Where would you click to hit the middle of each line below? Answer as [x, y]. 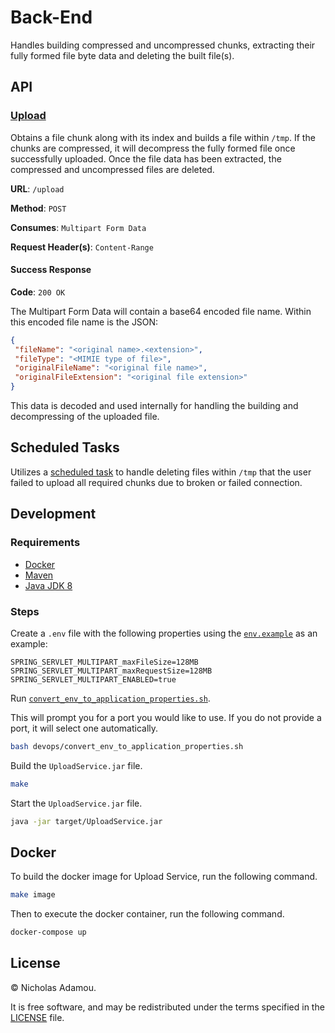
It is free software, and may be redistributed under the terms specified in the [167, 1007]
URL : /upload [37, 188]
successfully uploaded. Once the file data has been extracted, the [146, 158]
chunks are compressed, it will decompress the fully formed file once [153, 148]
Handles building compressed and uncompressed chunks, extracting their [163, 45]
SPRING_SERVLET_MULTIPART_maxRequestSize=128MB [111, 671]
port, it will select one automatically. [84, 728]
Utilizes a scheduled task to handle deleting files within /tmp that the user [161, 472]
